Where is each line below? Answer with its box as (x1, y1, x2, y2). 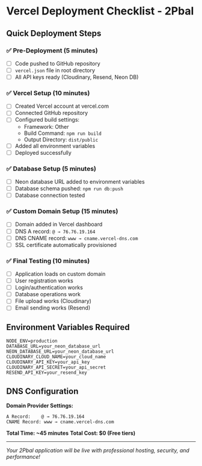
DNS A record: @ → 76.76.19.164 (14, 228, 96, 235)
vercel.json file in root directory (14, 66, 95, 73)
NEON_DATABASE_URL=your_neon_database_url (6, 349, 114, 355)
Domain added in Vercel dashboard (14, 221, 103, 228)
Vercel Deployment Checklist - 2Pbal (6, 4, 194, 18)
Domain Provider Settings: (6, 402, 74, 409)
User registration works (14, 277, 73, 284)
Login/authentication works (14, 284, 83, 291)
